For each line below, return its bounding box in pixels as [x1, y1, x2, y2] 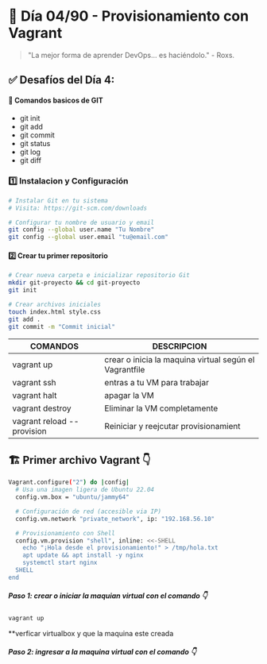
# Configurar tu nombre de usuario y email [8, 218, 155, 226]
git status [19, 138, 51, 148]
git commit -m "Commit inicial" [8, 322, 115, 330]
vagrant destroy [12, 403, 72, 414]
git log [19, 147, 41, 156]
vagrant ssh [12, 376, 57, 388]
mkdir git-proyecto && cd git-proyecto [8, 279, 141, 287]
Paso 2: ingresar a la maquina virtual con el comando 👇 [8, 647, 197, 657]
